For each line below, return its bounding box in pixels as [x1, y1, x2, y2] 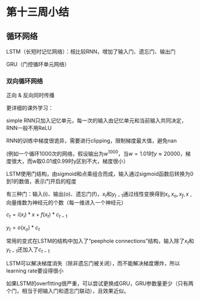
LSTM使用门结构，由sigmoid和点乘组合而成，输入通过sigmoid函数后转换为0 [6, 170, 194, 177]
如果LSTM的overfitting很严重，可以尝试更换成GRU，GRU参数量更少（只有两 [6, 280, 194, 287]
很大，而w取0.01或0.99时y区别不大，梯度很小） [11, 157, 129, 165]
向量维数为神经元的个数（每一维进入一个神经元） [6, 199, 127, 206]
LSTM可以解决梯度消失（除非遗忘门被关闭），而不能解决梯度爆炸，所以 [6, 259, 180, 267]
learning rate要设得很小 [6, 267, 64, 274]
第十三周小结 [6, 5, 70, 19]
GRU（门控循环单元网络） [6, 61, 70, 67]
